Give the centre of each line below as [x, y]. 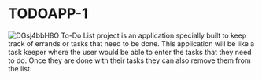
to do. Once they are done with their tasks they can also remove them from [129, 60]
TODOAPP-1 [48, 14]
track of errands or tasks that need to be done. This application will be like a [131, 43]
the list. [20, 68]
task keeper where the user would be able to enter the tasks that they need [130, 52]
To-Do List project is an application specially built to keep [154, 35]
